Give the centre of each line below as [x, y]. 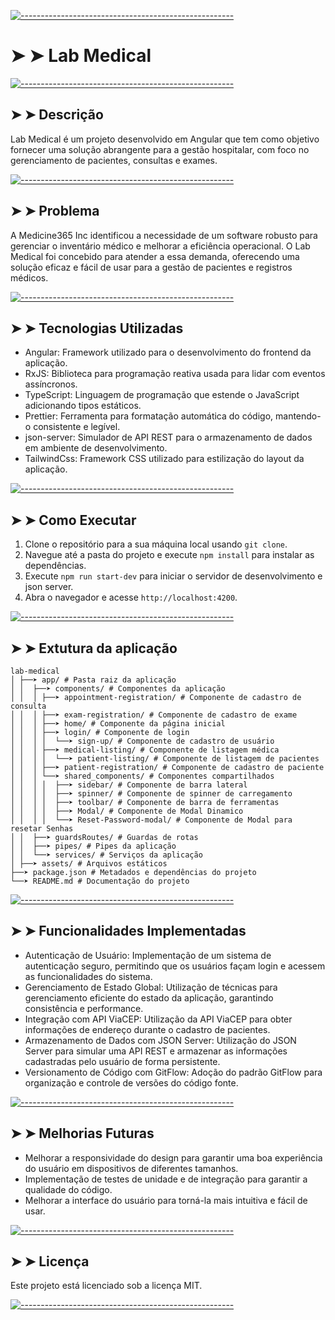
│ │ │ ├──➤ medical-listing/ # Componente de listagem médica [145, 750]
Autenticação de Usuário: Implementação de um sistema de [148, 955]
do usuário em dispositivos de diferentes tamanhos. [131, 1168]
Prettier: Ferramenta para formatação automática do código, [149, 416]
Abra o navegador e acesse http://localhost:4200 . [131, 597]
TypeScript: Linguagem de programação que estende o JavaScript [162, 395]
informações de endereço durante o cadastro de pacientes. [147, 1029]
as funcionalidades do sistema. [88, 976]
